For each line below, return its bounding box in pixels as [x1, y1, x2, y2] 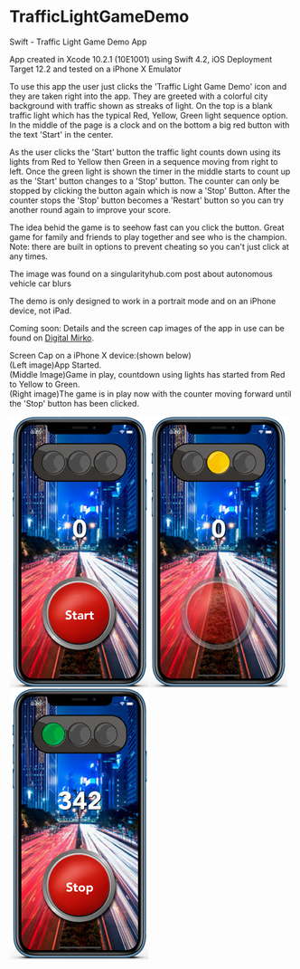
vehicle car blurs [9, 278, 72, 289]
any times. [9, 251, 48, 262]
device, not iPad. [9, 305, 72, 316]
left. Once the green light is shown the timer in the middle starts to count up [9, 166, 291, 177]
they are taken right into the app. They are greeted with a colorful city [9, 91, 268, 101]
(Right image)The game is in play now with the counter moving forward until [9, 388, 292, 399]
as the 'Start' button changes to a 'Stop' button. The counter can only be [9, 175, 280, 187]
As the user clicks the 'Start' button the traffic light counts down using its [9, 147, 282, 158]
